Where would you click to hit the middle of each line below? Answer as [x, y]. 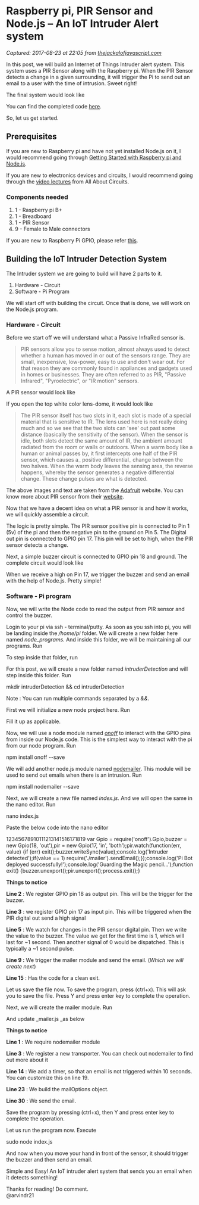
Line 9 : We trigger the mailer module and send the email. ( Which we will [95, 960]
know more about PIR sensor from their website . [65, 497]
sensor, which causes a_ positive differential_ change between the [102, 460]
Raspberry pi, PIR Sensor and [80, 11]
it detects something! [32, 1178]
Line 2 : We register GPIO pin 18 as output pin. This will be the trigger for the [99, 894]
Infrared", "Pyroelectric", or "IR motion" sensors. [80, 381]
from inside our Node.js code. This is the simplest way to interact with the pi [99, 739]
